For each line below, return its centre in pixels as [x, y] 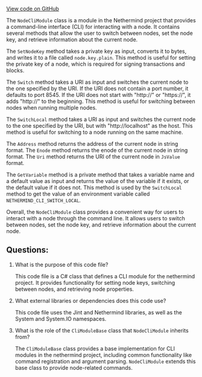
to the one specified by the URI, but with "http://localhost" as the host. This [99, 126]
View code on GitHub [33, 9]
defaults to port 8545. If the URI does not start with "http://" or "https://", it [99, 95]
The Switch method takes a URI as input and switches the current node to [97, 82]
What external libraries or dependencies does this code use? [90, 301]
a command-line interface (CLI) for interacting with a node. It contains [93, 27]
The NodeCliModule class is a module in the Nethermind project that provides [101, 20]
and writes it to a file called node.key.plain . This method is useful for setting [101, 58]
